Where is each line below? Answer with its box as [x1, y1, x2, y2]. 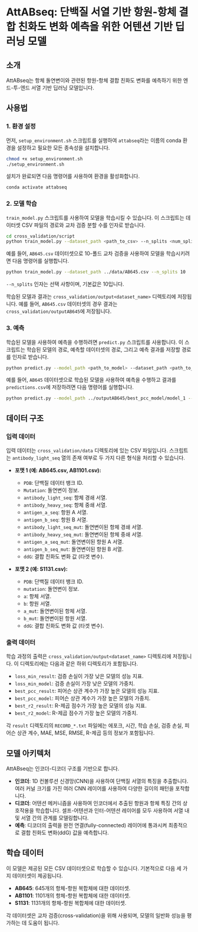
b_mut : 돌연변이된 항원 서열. [23, 614, 87, 622]
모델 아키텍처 [6, 748, 51, 758]
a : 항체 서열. [23, 593, 52, 600]
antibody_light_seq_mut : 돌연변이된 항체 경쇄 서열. [23, 523, 143, 530]
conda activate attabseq [6, 184, 67, 190]
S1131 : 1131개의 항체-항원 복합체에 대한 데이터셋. [14, 899, 127, 906]
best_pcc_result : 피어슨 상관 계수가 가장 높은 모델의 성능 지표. [14, 688, 160, 695]
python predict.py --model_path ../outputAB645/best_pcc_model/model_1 [6, 395, 186, 401]
